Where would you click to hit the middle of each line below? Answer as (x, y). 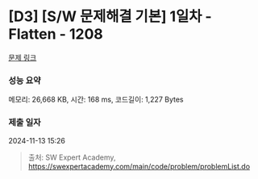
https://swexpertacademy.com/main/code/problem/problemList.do (139, 166)
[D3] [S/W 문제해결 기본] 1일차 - (110, 17)
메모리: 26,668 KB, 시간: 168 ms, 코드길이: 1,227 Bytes (96, 100)
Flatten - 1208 (56, 34)
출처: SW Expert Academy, (72, 157)
